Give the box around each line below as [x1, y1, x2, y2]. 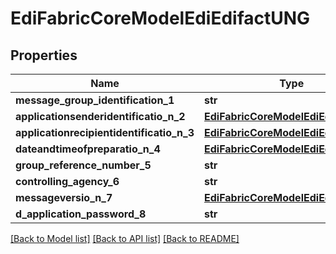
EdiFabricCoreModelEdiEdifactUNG [10, 7, 311, 30]
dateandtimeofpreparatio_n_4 [15, 142, 161, 156]
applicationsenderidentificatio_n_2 [15, 110, 186, 123]
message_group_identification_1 [15, 93, 175, 107]
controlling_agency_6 [15, 175, 120, 188]
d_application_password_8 [15, 207, 147, 221]
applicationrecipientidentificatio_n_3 [15, 126, 195, 139]
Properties [10, 47, 78, 64]
